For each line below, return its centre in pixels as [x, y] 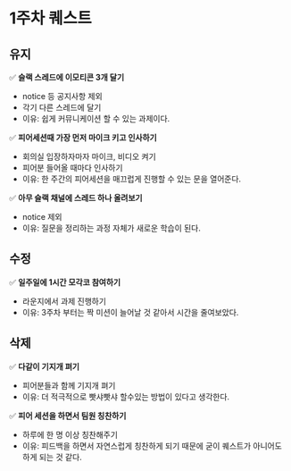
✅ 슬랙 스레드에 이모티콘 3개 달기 [67, 77]
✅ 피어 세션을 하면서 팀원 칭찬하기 [68, 416]
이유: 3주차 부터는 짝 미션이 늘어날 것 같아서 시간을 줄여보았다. [130, 312]
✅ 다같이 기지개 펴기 [45, 366]
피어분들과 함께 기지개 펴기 [69, 385]
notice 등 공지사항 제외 [62, 96]
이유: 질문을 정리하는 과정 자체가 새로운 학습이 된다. [111, 228]
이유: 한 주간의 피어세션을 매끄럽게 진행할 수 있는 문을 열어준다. [132, 179]
